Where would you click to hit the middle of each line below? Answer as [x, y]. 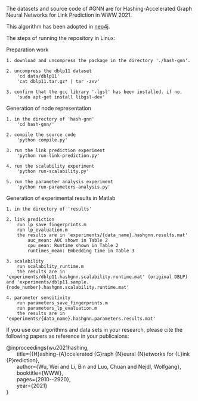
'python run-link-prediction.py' [58, 156]
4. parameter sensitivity [38, 298]
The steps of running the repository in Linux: [61, 38]
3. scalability [25, 261]
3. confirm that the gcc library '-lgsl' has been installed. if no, [95, 92]
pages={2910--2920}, [44, 379]
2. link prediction [30, 220]
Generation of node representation [49, 108]
